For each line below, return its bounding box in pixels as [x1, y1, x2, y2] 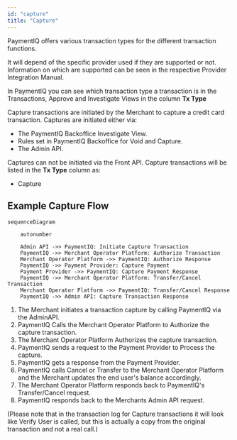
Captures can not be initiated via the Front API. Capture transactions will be [7, 158, 227, 167]
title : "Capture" [7, 17, 59, 24]
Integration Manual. [7, 72, 65, 82]
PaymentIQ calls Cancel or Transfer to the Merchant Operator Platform [17, 366, 224, 375]
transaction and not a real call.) [7, 425, 98, 434]
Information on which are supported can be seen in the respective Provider [7, 65, 227, 74]
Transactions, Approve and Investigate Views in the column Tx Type [7, 94, 207, 103]
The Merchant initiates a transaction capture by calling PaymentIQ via [17, 306, 221, 314]
